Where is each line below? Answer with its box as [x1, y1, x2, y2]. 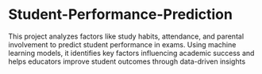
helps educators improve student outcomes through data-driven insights [8, 57, 246, 66]
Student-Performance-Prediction [8, 6, 233, 24]
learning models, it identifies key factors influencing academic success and [8, 48, 255, 57]
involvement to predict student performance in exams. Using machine [8, 39, 237, 49]
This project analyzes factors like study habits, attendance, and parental [8, 31, 245, 41]
